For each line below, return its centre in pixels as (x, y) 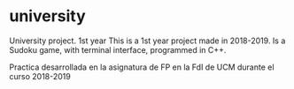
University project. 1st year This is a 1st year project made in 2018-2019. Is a (147, 41)
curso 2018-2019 (40, 76)
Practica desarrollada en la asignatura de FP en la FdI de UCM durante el (142, 67)
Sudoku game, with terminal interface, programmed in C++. (118, 49)
